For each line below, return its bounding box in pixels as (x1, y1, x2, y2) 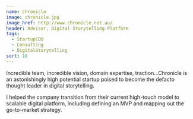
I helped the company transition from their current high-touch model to (6, 93, 180, 101)
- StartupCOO (11, 36, 44, 42)
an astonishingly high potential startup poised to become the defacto (6, 76, 175, 83)
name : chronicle (6, 8, 46, 15)
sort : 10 (6, 53, 28, 59)
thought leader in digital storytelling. (6, 82, 95, 89)
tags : (6, 31, 20, 37)
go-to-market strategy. (6, 106, 62, 113)
